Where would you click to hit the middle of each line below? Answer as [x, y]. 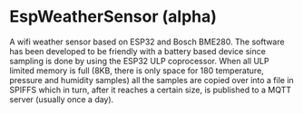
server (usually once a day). [62, 99]
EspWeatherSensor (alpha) [113, 17]
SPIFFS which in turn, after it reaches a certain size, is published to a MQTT [151, 90]
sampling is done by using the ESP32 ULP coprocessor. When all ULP [139, 61]
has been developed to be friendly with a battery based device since [137, 51]
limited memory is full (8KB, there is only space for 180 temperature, [137, 71]
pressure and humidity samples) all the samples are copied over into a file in [152, 80]
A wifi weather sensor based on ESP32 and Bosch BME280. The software [147, 42]
